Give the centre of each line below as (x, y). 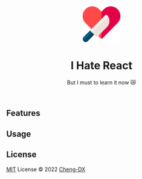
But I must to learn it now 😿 (102, 82)
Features (23, 113)
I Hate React (102, 66)
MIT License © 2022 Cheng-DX (46, 169)
